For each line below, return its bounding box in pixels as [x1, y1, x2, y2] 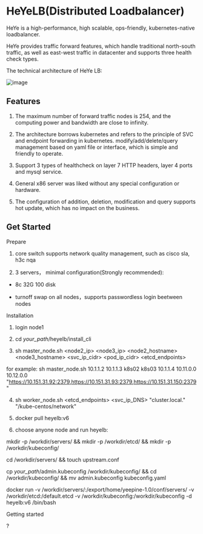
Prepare [6, 238, 26, 245]
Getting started [6, 510, 44, 518]
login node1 [15, 323, 44, 331]
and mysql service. [15, 168, 63, 175]
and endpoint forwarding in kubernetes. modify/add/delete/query [15, 137, 178, 144]
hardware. [15, 186, 41, 193]
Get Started [6, 222, 51, 232]
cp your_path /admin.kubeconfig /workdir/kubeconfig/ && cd [6, 467, 157, 475]
